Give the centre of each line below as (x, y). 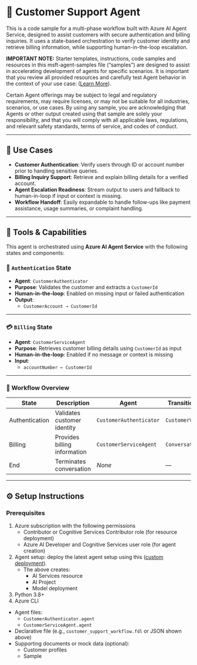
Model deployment (55, 588)
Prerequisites (26, 513)
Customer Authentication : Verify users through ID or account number (99, 164)
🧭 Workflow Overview (38, 388)
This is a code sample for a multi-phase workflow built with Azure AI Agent (96, 28)
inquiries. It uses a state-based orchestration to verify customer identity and (98, 41)
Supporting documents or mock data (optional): (72, 644)
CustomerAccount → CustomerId (60, 306)
